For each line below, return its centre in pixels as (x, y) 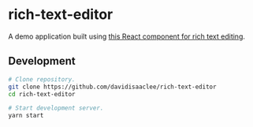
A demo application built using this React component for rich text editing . (127, 36)
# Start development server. (56, 108)
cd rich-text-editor (42, 94)
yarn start (26, 116)
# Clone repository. (42, 79)
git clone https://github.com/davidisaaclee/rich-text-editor (112, 87)
